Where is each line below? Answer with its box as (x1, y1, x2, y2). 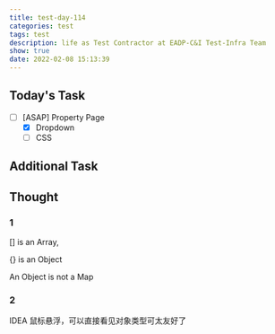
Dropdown (35, 122, 75, 133)
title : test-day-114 (9, 13, 87, 22)
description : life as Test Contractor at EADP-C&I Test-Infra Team (9, 38, 267, 48)
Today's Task (9, 88, 86, 103)
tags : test (9, 30, 50, 39)
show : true (9, 47, 50, 56)
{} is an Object (9, 254, 63, 265)
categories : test (9, 22, 74, 31)
